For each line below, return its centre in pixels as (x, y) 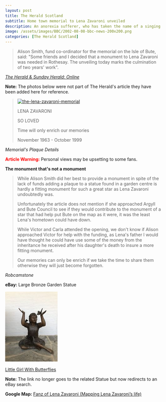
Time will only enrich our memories (53, 130)
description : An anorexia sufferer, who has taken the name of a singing (83, 26)
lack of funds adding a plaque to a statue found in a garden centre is (87, 184)
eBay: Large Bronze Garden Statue (41, 285)
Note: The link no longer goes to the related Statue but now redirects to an (81, 379)
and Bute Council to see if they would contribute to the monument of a (89, 209)
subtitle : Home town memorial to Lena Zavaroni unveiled (65, 21)
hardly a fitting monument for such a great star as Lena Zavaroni (83, 189)
